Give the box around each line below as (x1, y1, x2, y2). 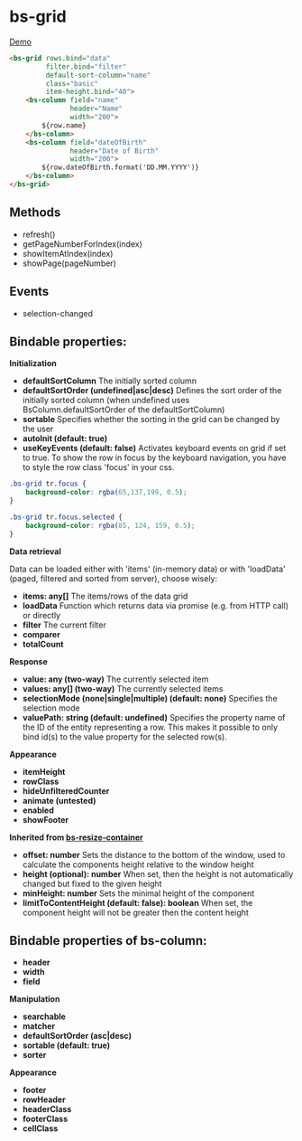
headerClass (22, 1104, 72, 1115)
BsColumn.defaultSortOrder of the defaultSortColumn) (22, 404, 225, 415)
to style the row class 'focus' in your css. (22, 462, 175, 473)
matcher (22, 1021, 56, 1032)
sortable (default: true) (22, 1040, 111, 1051)
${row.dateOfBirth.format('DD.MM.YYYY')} (41, 163, 200, 173)
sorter (22, 1050, 47, 1061)
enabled (22, 805, 54, 816)
